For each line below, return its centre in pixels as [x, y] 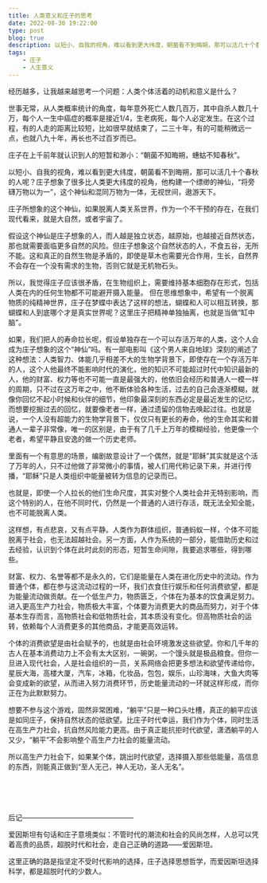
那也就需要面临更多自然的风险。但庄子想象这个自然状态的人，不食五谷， [126, 245]
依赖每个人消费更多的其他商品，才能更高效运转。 [102, 626]
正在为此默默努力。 [40, 693]
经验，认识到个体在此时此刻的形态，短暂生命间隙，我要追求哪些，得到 [130, 549]
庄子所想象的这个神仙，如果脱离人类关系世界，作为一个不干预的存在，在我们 [133, 209]
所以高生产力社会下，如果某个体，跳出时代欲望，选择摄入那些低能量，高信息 [133, 756]
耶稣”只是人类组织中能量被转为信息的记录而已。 [103, 476]
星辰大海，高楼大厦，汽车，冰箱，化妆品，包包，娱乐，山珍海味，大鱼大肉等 [133, 673]
